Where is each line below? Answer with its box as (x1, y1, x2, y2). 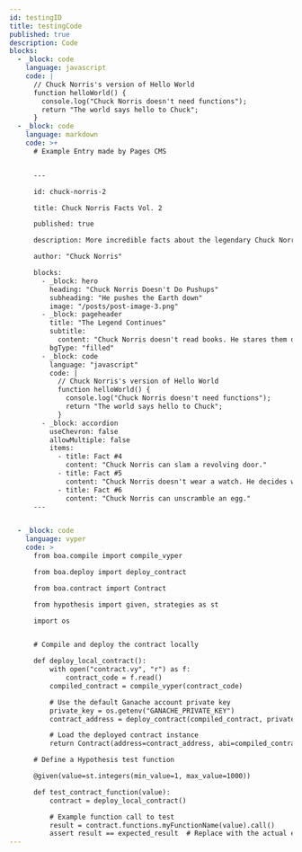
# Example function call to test (49, 812, 175, 821)
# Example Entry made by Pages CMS (32, 146, 167, 155)
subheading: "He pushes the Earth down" (49, 293, 203, 302)
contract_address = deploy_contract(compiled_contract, (49, 714, 263, 723)
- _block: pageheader (41, 310, 123, 319)
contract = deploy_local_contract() (49, 796, 187, 805)
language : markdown (25, 130, 99, 139)
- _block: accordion (41, 419, 119, 428)
